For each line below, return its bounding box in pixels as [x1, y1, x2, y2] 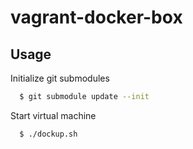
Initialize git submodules [10, 72, 110, 84]
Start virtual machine [10, 109, 97, 121]
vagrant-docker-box [10, 6, 183, 29]
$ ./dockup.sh [19, 129, 78, 139]
